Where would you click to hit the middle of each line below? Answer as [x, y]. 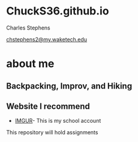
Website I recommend [48, 106]
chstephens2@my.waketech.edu [47, 39]
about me [30, 64]
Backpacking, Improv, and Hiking [69, 86]
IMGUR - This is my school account [58, 121]
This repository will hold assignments [52, 132]
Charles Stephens [28, 28]
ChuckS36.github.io [58, 11]
